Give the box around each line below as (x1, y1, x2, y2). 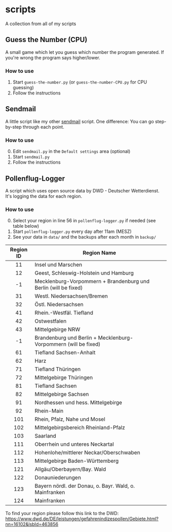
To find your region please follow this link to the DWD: (5, 510, 119, 517)
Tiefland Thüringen (34, 366, 81, 373)
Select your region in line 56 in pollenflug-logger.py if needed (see (12, 218, 156, 224)
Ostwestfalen (34, 318, 67, 325)
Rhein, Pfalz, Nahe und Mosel (34, 416, 105, 423)
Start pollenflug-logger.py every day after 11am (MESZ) (12, 228, 132, 234)
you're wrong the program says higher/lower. (5, 54, 101, 61)
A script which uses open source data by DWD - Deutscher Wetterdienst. (5, 187, 160, 193)
